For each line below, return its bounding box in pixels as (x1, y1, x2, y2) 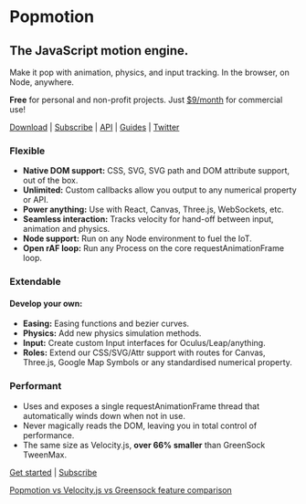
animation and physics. (22, 224, 111, 235)
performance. (22, 429, 75, 440)
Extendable (9, 276, 61, 289)
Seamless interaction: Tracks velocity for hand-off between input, (22, 214, 274, 225)
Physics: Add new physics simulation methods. (22, 328, 202, 339)
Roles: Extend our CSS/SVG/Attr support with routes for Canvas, (22, 347, 267, 358)
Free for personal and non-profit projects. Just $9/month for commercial (9, 94, 283, 105)
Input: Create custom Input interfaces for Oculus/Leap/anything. (22, 338, 267, 349)
